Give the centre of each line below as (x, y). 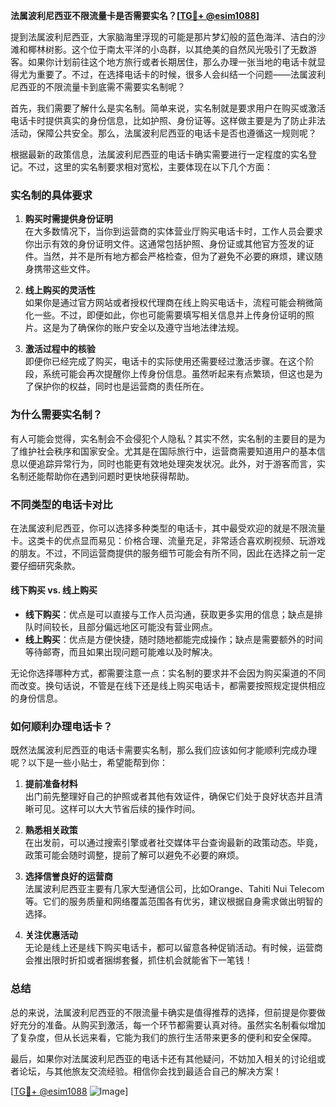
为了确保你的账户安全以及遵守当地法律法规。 (152, 328)
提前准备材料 (51, 784)
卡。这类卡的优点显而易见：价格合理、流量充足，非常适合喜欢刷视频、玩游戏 (168, 540)
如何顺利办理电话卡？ (61, 727)
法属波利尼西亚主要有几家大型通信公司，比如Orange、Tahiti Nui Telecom (174, 889)
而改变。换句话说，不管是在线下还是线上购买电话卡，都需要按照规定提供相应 (168, 686)
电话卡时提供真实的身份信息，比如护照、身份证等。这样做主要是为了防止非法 (168, 120)
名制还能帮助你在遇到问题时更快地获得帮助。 (102, 476)
